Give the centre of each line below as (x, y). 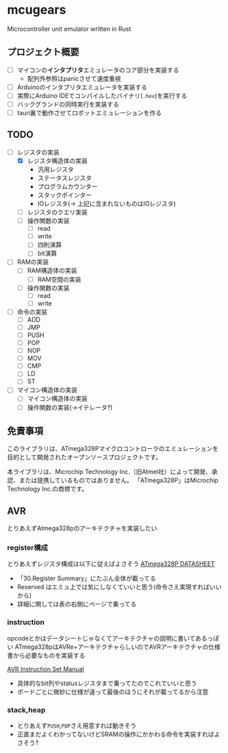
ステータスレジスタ (65, 178)
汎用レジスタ (55, 169)
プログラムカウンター (67, 186)
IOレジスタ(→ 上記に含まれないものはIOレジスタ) (106, 203)
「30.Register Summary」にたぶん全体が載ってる (86, 578)
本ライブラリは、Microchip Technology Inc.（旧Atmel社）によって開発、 (110, 472)
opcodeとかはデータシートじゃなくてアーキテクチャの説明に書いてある (107, 638)
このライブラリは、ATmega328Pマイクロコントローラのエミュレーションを (113, 449)
